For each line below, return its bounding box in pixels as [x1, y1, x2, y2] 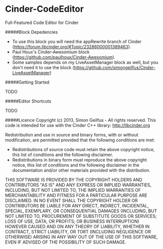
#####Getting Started [5, 79, 50, 85]
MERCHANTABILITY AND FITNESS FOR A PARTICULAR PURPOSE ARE [5, 192, 148, 198]
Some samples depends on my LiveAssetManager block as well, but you [12, 59, 158, 65]
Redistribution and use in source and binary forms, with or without [5, 132, 139, 137]
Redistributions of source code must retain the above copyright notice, [12, 146, 155, 152]
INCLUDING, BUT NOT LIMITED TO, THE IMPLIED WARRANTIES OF [5, 187, 141, 193]
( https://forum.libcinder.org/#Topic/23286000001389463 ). [12, 44, 131, 49]
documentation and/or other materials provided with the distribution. [12, 167, 150, 173]
